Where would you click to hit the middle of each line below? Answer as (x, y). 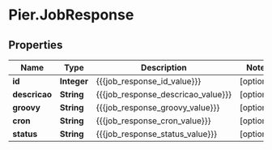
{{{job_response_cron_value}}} (154, 121)
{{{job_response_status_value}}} (156, 134)
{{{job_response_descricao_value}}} (164, 94)
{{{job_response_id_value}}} (149, 81)
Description (164, 68)
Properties (36, 45)
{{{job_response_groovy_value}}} (158, 107)
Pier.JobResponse (71, 15)
